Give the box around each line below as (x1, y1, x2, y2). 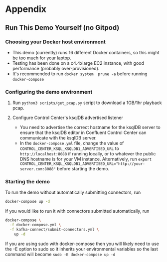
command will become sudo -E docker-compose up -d (5, 251, 116, 257)
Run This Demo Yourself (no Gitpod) (5, 23, 120, 32)
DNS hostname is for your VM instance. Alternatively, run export (19, 156, 152, 162)
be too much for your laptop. (12, 55, 71, 61)
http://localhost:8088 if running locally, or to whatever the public (19, 151, 156, 157)
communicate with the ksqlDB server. (19, 135, 97, 141)
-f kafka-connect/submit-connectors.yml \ (9, 227, 99, 232)
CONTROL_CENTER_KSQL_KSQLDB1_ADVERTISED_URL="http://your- (19, 161, 146, 166)
